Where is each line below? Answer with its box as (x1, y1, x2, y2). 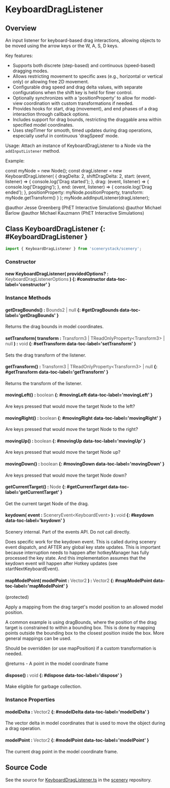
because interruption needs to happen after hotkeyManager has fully (5, 549, 149, 556)
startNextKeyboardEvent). (5, 566, 60, 572)
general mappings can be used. (5, 635, 72, 641)
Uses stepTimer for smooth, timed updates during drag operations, (12, 127, 153, 133)
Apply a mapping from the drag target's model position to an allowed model (5, 604, 163, 610)
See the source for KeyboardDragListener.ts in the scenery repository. (5, 777, 152, 783)
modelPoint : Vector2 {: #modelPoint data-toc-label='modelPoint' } (5, 737, 149, 743)
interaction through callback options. (12, 111, 90, 117)
